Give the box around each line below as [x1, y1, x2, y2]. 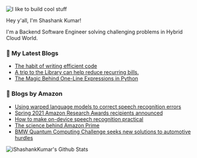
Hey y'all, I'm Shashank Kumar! [6, 17, 82, 23]
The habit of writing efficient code [14, 62, 98, 70]
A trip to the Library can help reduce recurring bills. [14, 69, 139, 76]
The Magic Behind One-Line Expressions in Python [14, 75, 138, 82]
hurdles [14, 134, 34, 141]
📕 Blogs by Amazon [6, 90, 63, 98]
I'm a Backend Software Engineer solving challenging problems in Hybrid [6, 28, 183, 35]
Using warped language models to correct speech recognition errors [14, 103, 181, 110]
